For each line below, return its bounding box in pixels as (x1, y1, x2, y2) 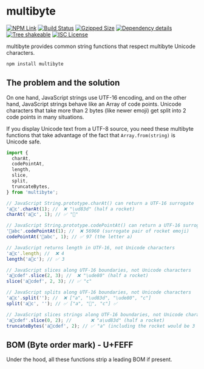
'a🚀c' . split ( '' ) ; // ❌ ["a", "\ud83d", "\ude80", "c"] (6, 295, 152, 301)
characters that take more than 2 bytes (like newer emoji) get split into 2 (6, 106, 186, 114)
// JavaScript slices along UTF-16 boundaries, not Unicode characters (6, 267, 191, 273)
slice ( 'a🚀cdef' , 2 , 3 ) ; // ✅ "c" (6, 278, 92, 285)
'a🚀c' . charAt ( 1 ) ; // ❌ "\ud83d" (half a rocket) (6, 205, 135, 212)
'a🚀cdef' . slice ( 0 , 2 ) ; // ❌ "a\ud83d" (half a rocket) (6, 317, 165, 323)
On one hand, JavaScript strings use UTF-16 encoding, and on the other (6, 94, 187, 101)
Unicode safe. (6, 138, 41, 145)
